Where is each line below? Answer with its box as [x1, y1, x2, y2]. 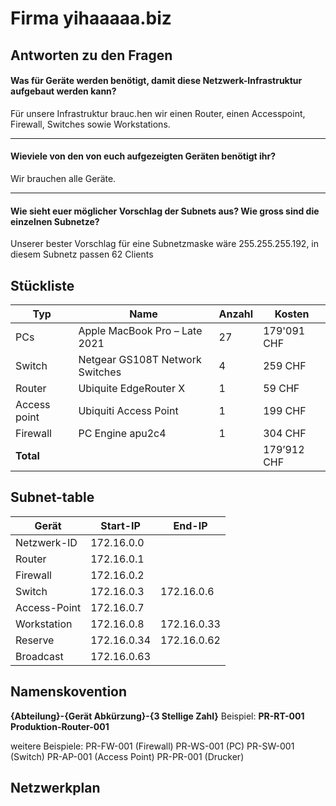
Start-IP [100, 518, 141, 532]
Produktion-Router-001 [10, 720, 110, 732]
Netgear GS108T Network [78, 353, 202, 366]
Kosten [274, 307, 310, 321]
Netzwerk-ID [15, 535, 78, 549]
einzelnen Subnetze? [10, 215, 100, 227]
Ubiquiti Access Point [78, 404, 179, 417]
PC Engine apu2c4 [78, 427, 167, 440]
